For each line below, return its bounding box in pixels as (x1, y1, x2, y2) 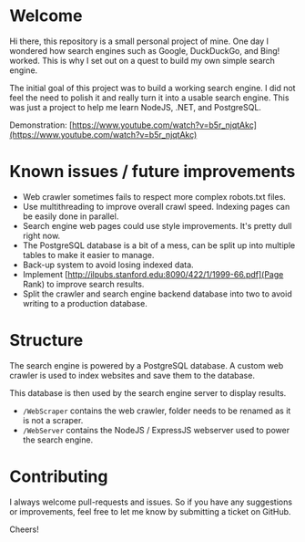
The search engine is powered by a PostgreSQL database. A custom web (9, 360, 284, 370)
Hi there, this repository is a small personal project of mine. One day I (9, 36, 269, 47)
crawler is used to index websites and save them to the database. (9, 370, 255, 380)
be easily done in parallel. (22, 211, 119, 222)
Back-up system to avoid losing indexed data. (22, 259, 194, 270)
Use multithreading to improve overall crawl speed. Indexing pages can (22, 201, 290, 212)
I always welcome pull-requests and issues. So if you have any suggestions (9, 496, 293, 507)
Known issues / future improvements (9, 162, 296, 182)
